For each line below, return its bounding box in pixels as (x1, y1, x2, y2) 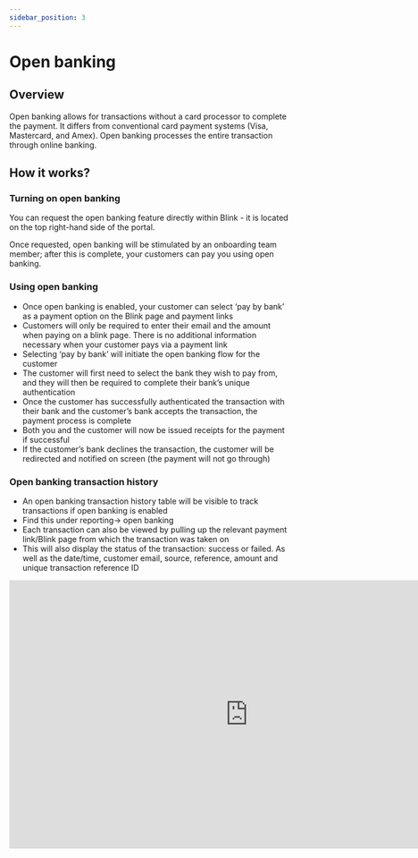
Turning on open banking (9, 191, 121, 204)
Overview (9, 87, 65, 103)
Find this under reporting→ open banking (21, 514, 174, 525)
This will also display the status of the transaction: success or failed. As (21, 543, 286, 554)
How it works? (9, 166, 91, 181)
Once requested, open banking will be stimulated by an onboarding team (9, 239, 277, 251)
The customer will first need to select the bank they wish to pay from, (21, 368, 279, 378)
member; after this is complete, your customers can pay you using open (9, 249, 274, 259)
